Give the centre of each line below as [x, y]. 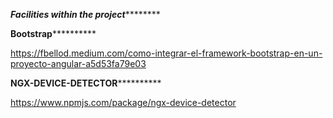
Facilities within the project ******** [85, 14]
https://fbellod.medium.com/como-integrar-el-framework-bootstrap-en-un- [166, 53]
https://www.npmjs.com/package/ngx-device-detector [123, 102]
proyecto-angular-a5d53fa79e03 [78, 63]
